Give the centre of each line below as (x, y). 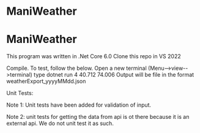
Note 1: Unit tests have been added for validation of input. (79, 105)
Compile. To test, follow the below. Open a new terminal (76, 68)
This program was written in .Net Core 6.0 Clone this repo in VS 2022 (94, 56)
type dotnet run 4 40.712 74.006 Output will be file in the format (114, 75)
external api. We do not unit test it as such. (60, 123)
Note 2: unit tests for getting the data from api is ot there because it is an (98, 117)
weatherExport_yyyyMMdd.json (46, 82)
